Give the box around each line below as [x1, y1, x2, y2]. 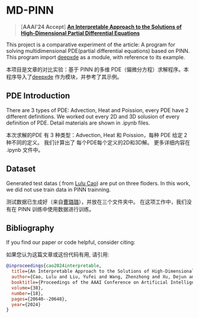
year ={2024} [11, 301, 41, 307]
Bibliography [6, 223, 54, 233]
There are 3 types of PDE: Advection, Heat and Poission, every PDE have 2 [6, 106, 189, 113]
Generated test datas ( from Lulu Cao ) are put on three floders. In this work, [6, 179, 191, 187]
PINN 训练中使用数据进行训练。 [17, 205, 95, 212]
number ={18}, [11, 290, 44, 297]
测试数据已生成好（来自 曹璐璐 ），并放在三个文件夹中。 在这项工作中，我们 [6, 198, 187, 205]
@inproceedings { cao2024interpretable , [6, 263, 102, 269]
